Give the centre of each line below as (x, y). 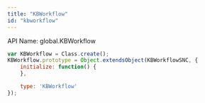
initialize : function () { (59, 67)
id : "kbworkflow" (33, 21)
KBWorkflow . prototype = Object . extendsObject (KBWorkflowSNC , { (103, 60)
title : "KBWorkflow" (38, 14)
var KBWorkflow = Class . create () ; (59, 54)
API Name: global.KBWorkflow (51, 40)
